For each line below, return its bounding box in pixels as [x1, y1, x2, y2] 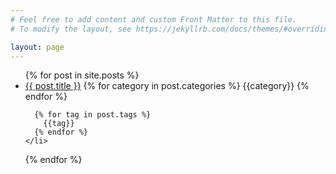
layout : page [10, 42, 65, 52]
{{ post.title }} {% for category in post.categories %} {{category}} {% [24, 80, 310, 92]
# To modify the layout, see [10, 24, 132, 34]
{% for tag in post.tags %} [34, 110, 152, 120]
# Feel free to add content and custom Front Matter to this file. [10, 14, 298, 25]
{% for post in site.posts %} [24, 69, 140, 81]
